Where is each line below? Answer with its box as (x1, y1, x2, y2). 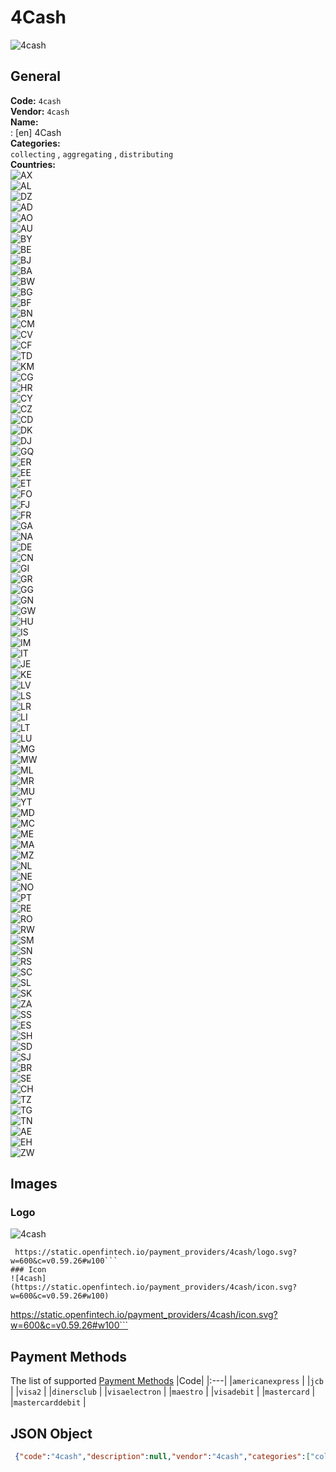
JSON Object (10, 1425, 93, 1442)
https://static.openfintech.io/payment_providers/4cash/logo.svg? (14, 1247, 298, 1258)
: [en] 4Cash (10, 126, 62, 138)
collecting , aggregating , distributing (10, 147, 174, 160)
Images (10, 1176, 58, 1193)
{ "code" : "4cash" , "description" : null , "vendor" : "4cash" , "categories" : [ (14, 1452, 311, 1462)
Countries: (10, 158, 56, 170)
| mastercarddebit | (10, 1396, 87, 1408)
